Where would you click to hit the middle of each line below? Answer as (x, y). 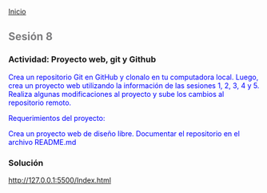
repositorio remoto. (40, 103)
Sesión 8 (31, 36)
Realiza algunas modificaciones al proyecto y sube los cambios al (116, 94)
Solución (26, 163)
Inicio (17, 12)
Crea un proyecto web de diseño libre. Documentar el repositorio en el (124, 133)
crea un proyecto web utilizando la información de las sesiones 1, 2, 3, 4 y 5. (134, 85)
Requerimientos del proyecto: (57, 118)
